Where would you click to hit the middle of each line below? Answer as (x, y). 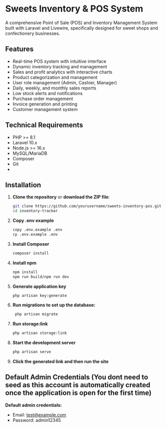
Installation (23, 185)
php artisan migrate (36, 314)
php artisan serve (32, 352)
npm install (25, 272)
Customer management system (45, 109)
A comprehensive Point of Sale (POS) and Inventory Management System (81, 23)
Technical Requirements (44, 125)
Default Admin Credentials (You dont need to (77, 377)
